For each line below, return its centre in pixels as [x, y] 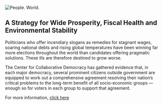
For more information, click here [37, 97]
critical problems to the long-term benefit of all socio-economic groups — [79, 83]
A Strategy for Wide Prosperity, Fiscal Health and [81, 23]
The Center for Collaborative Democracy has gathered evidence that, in [77, 67]
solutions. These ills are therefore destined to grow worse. [63, 58]
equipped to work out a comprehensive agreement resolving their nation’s [79, 78]
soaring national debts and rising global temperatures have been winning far [81, 47]
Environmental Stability [41, 31]
